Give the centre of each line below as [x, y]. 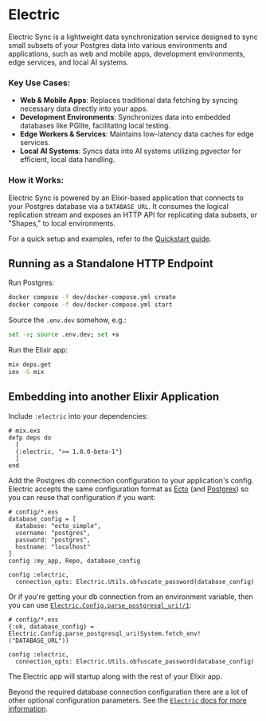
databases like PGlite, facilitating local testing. [95, 126]
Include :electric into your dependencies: [78, 416]
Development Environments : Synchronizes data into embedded [125, 117]
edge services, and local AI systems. [68, 62]
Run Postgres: [31, 283]
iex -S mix [26, 372]
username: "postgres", [53, 533]
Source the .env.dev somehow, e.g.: [67, 320]
